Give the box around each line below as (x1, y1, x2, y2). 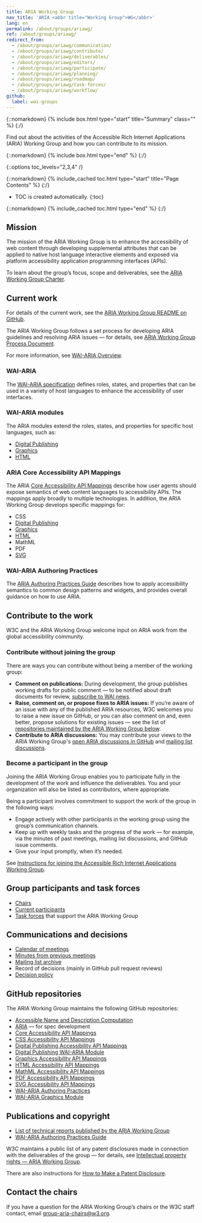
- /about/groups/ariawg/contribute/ (11, 48, 104, 54)
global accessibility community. (6, 633, 84, 640)
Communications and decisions (6, 929, 128, 940)
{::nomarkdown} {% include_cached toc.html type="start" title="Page (6, 175, 179, 182)
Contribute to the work (6, 611, 93, 621)
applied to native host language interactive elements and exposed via (6, 251, 179, 258)
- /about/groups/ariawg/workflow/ (11, 88, 98, 94)
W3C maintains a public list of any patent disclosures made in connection (6, 1145, 189, 1152)
